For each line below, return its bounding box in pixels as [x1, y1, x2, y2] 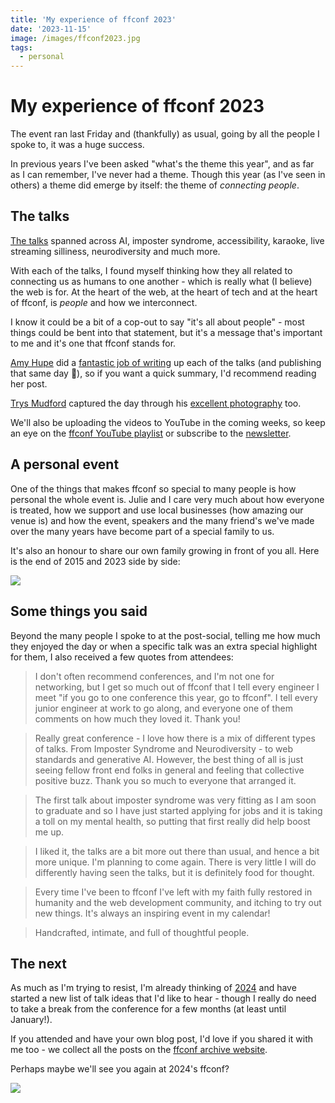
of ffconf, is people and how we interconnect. [10, 296, 198, 308]
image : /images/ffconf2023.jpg [10, 33, 141, 43]
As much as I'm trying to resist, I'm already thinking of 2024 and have [10, 982, 297, 994]
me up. [34, 826, 65, 838]
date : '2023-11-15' [10, 24, 92, 34]
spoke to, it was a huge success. [10, 139, 145, 151]
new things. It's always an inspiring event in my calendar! [34, 907, 271, 919]
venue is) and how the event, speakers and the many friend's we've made [10, 514, 315, 526]
